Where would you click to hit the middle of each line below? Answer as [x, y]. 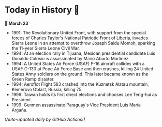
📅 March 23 [16, 23]
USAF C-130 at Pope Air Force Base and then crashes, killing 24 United [82, 69]
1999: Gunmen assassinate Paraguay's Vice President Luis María [76, 105]
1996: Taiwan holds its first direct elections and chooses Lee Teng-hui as [84, 95]
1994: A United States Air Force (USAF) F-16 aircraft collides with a [78, 63]
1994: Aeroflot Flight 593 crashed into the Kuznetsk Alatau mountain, [80, 84]
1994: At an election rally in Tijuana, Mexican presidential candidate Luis [83, 53]
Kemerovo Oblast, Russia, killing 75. [47, 89]
